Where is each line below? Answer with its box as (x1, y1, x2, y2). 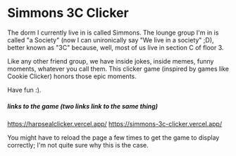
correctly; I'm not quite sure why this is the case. (7, 140, 149, 149)
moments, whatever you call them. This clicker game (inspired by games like (7, 64, 230, 73)
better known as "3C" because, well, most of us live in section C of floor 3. (7, 43, 224, 52)
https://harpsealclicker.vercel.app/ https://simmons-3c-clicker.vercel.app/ (7, 119, 223, 128)
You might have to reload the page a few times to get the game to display (7, 133, 220, 142)
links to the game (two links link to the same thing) (7, 102, 159, 110)
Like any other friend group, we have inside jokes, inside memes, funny (7, 56, 214, 65)
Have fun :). (7, 85, 42, 94)
